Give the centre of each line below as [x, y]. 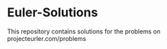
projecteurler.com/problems [47, 38]
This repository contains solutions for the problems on [84, 31]
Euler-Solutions [53, 13]
